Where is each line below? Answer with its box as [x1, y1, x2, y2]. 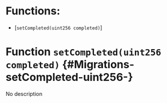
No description [5, 90, 43, 97]
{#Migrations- [61, 58, 135, 71]
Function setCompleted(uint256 [5, 45, 162, 59]
